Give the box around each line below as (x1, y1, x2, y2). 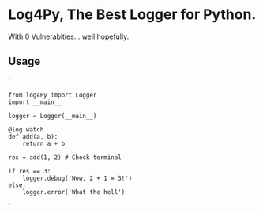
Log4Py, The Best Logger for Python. (8, 6, 257, 24)
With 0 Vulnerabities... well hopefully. (8, 32, 130, 41)
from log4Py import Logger (8, 91, 97, 99)
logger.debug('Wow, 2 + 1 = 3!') (22, 174, 133, 182)
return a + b (22, 139, 66, 147)
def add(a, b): (8, 132, 58, 140)
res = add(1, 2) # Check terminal (8, 153, 122, 162)
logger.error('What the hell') (22, 188, 126, 196)
